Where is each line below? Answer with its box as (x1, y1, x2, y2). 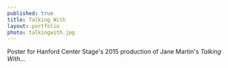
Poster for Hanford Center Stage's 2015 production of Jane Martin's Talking (7, 48, 222, 56)
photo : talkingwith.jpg (7, 29, 76, 36)
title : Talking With (7, 16, 67, 23)
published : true (7, 10, 54, 17)
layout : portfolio (7, 22, 60, 29)
